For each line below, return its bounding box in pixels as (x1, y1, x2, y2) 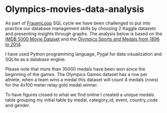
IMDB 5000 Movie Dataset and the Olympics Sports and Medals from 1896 (5, 36, 160, 42)
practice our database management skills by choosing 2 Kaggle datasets (5, 25, 156, 31)
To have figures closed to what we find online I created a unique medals (5, 91, 154, 97)
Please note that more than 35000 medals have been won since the (5, 66, 145, 72)
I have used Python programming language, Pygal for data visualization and (5, 51, 162, 57)
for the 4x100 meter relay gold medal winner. (5, 81, 98, 88)
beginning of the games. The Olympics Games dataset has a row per (5, 71, 148, 77)
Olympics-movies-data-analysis (5, 3, 144, 15)
